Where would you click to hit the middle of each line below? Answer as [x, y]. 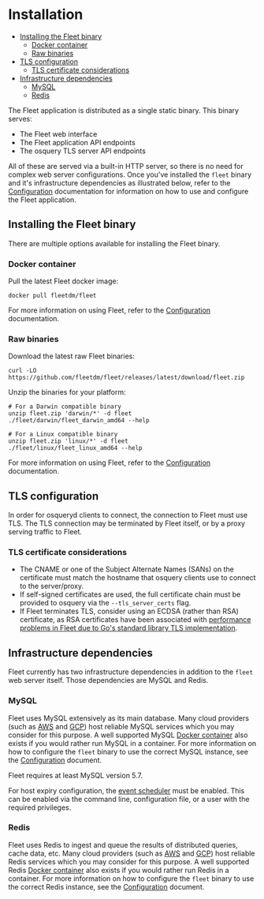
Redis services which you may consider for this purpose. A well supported [129, 861]
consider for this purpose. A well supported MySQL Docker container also [128, 735]
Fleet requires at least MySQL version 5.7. [76, 775]
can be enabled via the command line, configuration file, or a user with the [129, 799]
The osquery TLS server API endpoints [82, 151]
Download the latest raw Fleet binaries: [72, 356]
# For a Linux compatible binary [63, 435]
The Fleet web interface [58, 134]
